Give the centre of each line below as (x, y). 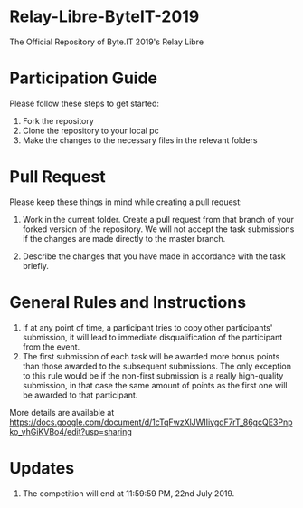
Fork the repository (58, 120)
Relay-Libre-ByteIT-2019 (104, 17)
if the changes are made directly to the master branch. (124, 238)
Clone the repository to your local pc (91, 130)
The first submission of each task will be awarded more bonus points (151, 356)
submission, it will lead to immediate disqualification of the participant (152, 337)
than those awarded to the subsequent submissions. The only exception (157, 366)
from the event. (51, 347)
